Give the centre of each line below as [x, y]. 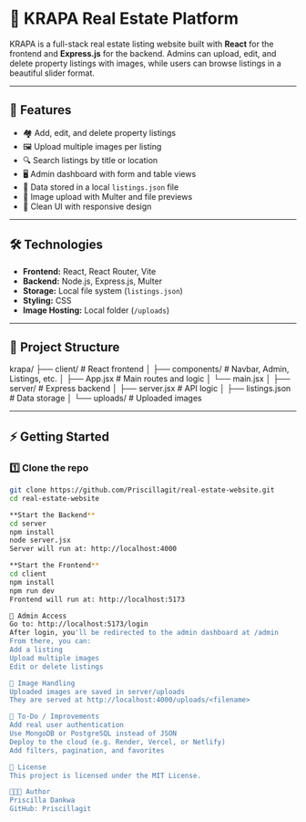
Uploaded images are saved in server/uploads [97, 692]
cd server [28, 524]
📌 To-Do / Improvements [55, 717]
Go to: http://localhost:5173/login [79, 624]
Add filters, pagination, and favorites [87, 750]
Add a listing [36, 650]
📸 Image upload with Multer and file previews [107, 196]
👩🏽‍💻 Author [30, 792]
